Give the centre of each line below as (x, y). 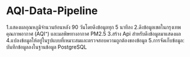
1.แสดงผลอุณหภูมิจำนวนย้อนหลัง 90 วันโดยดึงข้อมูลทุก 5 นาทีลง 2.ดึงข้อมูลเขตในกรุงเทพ (94, 27)
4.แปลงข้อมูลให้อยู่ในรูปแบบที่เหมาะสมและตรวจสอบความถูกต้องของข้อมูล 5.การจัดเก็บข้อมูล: (95, 40)
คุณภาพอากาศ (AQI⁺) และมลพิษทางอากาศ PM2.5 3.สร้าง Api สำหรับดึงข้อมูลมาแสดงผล (94, 33)
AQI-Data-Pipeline (52, 11)
